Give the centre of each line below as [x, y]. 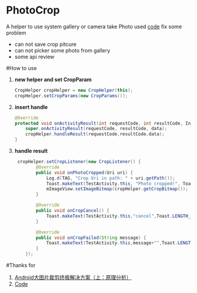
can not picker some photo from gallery [62, 50]
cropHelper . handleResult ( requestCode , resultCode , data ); [95, 134]
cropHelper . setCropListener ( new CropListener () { [79, 162]
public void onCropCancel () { [73, 211]
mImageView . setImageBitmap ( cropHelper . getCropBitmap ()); [117, 189]
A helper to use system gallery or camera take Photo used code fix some [94, 26]
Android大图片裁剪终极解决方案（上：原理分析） [73, 278]
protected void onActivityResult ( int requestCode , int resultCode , [99, 123]
